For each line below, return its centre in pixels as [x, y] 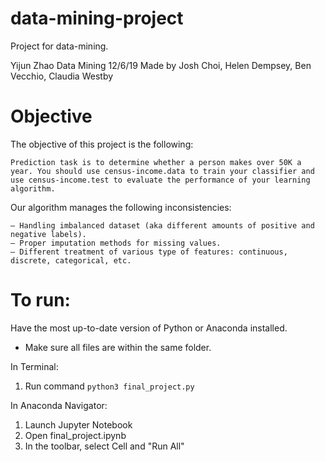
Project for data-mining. [59, 46]
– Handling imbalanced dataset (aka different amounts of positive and [162, 225]
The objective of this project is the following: [102, 144]
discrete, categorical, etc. [71, 260]
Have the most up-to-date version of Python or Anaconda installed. [149, 328]
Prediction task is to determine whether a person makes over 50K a [156, 162]
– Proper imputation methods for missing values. [116, 243]
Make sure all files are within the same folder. [118, 347]
